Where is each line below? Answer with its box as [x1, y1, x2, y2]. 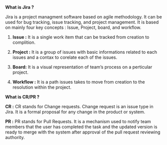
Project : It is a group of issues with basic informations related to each [12, 49, 157, 55]
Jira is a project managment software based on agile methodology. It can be [5, 14, 162, 19]
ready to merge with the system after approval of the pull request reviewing [5, 129, 161, 135]
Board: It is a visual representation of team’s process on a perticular [12, 64, 152, 70]
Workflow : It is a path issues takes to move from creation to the [12, 79, 145, 85]
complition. [12, 39, 36, 45]
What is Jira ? [5, 4, 34, 10]
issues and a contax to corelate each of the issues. [12, 54, 117, 60]
